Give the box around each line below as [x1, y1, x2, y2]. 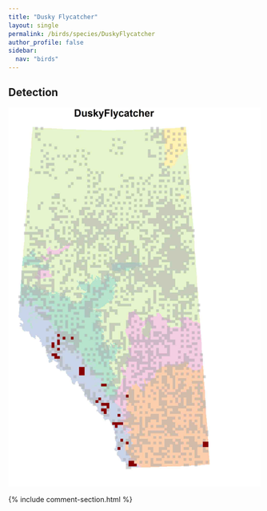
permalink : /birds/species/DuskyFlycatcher [8, 30, 156, 38]
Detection [8, 86, 58, 99]
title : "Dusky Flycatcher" [8, 13, 98, 21]
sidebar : [8, 46, 38, 55]
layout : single [8, 21, 59, 30]
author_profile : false [8, 38, 84, 46]
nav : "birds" [15, 55, 59, 63]
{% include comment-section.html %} [8, 494, 133, 504]
